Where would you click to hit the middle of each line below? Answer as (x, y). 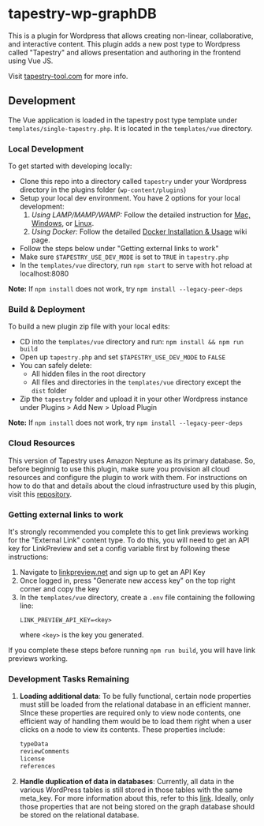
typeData (34, 744)
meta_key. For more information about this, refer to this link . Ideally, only (137, 798)
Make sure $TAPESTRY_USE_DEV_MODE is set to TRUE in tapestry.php (124, 257)
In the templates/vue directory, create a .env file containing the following (137, 597)
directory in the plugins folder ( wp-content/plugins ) (103, 190)
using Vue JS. (31, 61)
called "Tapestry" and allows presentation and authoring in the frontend (125, 52)
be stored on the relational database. (79, 815)
